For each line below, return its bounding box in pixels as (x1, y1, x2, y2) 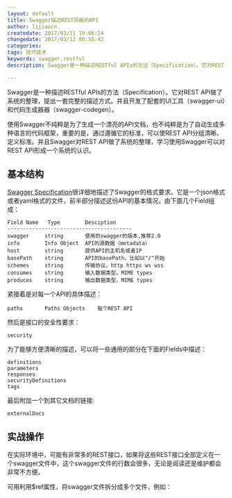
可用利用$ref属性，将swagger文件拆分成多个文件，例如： (7, 483, 172, 491)
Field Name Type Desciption (7, 219, 117, 226)
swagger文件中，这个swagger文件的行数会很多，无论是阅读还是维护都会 (13, 459, 222, 467)
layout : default (7, 10, 54, 17)
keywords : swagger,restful (7, 56, 85, 63)
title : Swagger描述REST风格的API (7, 17, 99, 24)
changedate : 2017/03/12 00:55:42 (7, 36, 104, 43)
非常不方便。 (7, 468, 44, 476)
